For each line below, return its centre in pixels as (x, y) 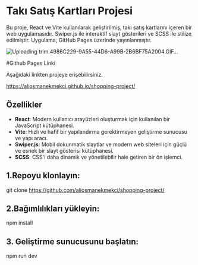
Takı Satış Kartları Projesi (69, 11)
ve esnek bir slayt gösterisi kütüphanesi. (64, 150)
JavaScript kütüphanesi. (44, 125)
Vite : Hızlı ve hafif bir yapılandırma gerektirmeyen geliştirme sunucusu (101, 131)
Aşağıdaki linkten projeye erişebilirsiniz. (54, 74)
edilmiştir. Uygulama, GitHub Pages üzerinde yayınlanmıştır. (79, 40)
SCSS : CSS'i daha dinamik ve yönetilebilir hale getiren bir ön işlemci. (99, 157)
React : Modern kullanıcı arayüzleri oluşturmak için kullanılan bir (92, 119)
